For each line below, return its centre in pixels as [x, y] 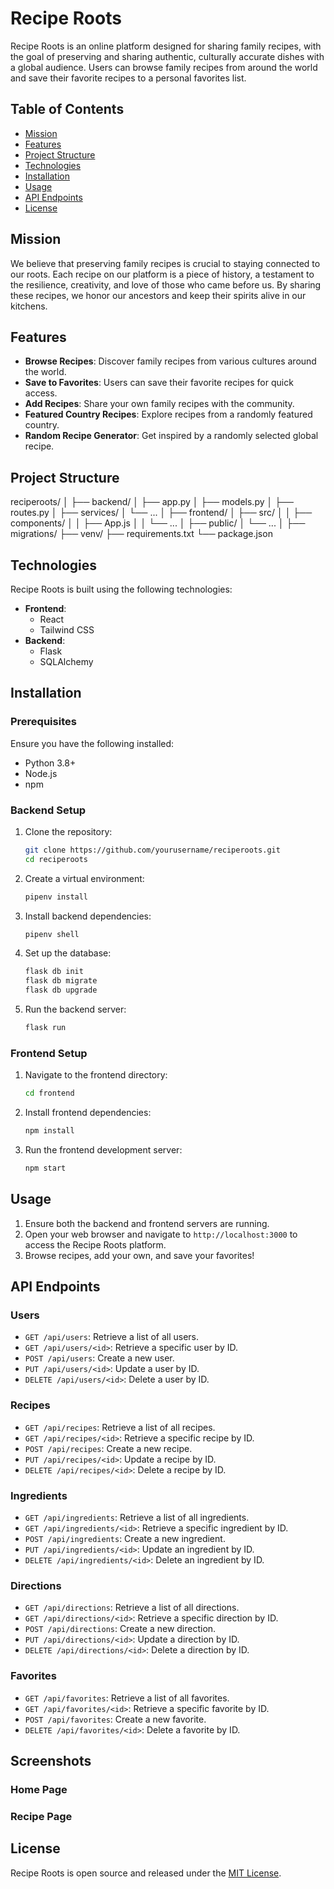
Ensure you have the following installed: [92, 743]
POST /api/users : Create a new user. [99, 1358]
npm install [49, 1131]
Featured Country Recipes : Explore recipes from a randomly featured [168, 414]
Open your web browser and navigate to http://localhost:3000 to [161, 1234]
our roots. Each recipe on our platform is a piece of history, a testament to [162, 274]
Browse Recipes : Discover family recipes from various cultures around [170, 361]
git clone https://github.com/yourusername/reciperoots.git [152, 850]
